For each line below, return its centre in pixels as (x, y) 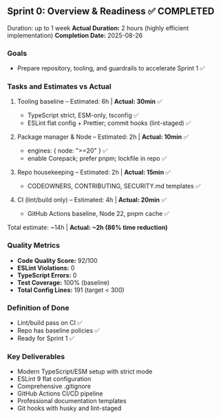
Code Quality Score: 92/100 (57, 260)
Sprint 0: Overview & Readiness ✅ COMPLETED (111, 11)
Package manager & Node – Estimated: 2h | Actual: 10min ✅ (103, 137)
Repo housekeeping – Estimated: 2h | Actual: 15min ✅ (94, 173)
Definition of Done (38, 308)
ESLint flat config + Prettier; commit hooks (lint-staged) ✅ (109, 123)
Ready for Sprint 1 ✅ (46, 338)
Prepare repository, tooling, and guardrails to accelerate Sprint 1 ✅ (111, 68)
